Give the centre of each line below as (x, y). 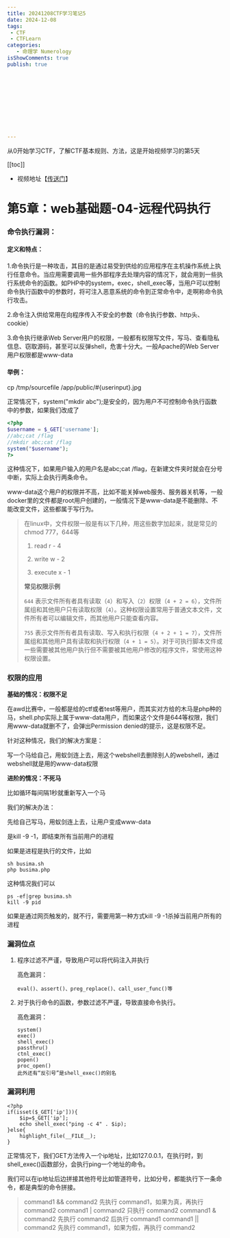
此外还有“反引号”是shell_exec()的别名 (66, 1073)
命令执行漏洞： (32, 231)
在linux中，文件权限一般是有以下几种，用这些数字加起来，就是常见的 (120, 524)
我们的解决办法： (31, 807)
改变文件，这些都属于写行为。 (55, 509)
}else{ (16, 1130)
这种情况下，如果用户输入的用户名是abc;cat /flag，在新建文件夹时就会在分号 (115, 469)
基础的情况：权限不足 (37, 694)
